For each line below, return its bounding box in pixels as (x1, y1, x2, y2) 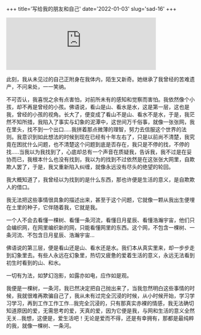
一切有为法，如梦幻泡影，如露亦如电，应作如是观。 (6, 272, 132, 279)
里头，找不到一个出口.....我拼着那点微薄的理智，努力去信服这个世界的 (11, 126, 182, 133)
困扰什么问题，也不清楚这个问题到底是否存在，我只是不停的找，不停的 (16, 141, 190, 148)
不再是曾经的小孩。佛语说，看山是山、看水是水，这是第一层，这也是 (22, 104, 190, 110)
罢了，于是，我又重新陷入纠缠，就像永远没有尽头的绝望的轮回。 (16, 164, 174, 170)
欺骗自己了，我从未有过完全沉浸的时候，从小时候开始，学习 (42, 292, 190, 299)
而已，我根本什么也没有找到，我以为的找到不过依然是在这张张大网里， (11, 156, 184, 163)
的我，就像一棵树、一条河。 (6, 322, 75, 329)
